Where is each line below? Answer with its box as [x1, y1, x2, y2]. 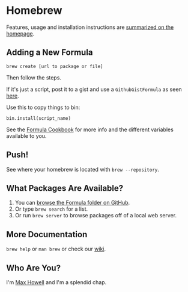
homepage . [6, 30, 35, 37]
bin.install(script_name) [6, 115, 71, 121]
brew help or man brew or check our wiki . [6, 245, 106, 253]
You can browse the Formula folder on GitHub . [14, 199, 130, 207]
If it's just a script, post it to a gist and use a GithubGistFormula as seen [6, 85, 182, 93]
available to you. [6, 132, 47, 139]
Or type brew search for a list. [14, 205, 88, 213]
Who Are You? [6, 262, 61, 273]
